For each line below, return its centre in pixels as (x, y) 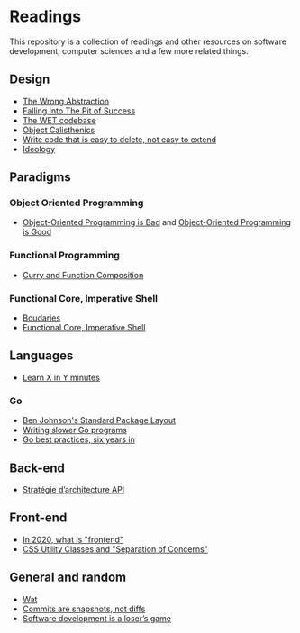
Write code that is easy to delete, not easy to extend (119, 139)
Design (30, 80)
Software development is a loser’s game (97, 618)
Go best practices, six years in (78, 439)
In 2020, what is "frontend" (73, 539)
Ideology (39, 149)
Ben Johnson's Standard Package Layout (99, 420)
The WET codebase (59, 120)
